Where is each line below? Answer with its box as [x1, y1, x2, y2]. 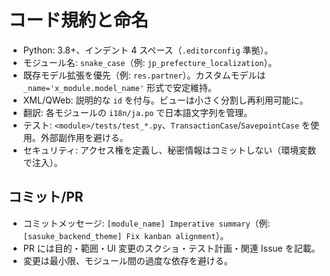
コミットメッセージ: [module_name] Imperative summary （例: [22, 217, 271, 229]
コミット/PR [8, 189, 84, 206]
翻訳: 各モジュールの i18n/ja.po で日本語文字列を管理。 [22, 106, 253, 118]
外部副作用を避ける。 [40, 131, 129, 143]
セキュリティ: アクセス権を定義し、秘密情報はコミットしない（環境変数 [22, 144, 317, 156]
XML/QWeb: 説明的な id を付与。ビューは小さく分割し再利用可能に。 [22, 94, 309, 106]
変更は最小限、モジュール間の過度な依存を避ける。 [22, 254, 233, 266]
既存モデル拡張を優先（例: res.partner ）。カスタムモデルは [22, 69, 266, 81]
